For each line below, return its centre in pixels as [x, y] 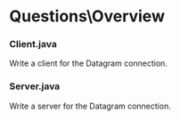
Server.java [35, 86]
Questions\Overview [87, 16]
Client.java [33, 44]
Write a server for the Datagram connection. [90, 106]
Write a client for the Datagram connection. [88, 63]
